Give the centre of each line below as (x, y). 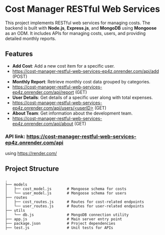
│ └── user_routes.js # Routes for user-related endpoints (75, 206)
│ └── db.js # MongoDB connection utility (67, 215)
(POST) (20, 76)
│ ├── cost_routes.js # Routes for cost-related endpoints (75, 202)
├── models (16, 184)
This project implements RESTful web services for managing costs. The (78, 23)
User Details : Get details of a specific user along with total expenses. (82, 97)
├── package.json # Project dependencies (60, 223)
